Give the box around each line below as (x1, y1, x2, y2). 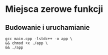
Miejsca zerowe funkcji (5, 3, 103, 15)
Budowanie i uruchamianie (5, 23, 90, 32)
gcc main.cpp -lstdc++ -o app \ (5, 36, 72, 41)
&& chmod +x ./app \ (5, 41, 48, 46)
